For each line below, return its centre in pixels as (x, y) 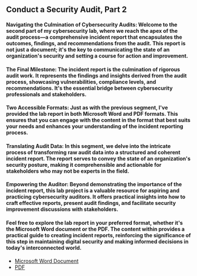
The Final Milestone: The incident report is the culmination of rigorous (93, 69)
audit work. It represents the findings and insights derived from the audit (96, 75)
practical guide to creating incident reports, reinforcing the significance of (98, 235)
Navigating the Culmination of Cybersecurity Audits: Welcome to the (92, 24)
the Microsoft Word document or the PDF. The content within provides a (95, 229)
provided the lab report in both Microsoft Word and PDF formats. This (92, 114)
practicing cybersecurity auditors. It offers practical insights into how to (96, 197)
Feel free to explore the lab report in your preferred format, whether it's (94, 223)
